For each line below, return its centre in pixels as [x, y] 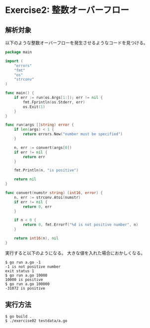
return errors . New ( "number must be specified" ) [73, 134]
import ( [14, 61]
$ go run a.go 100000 [27, 284]
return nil [25, 179]
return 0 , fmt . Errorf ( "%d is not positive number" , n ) [81, 225]
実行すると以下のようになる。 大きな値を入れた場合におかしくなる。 [75, 253]
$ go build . [19, 316]
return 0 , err [37, 207]
